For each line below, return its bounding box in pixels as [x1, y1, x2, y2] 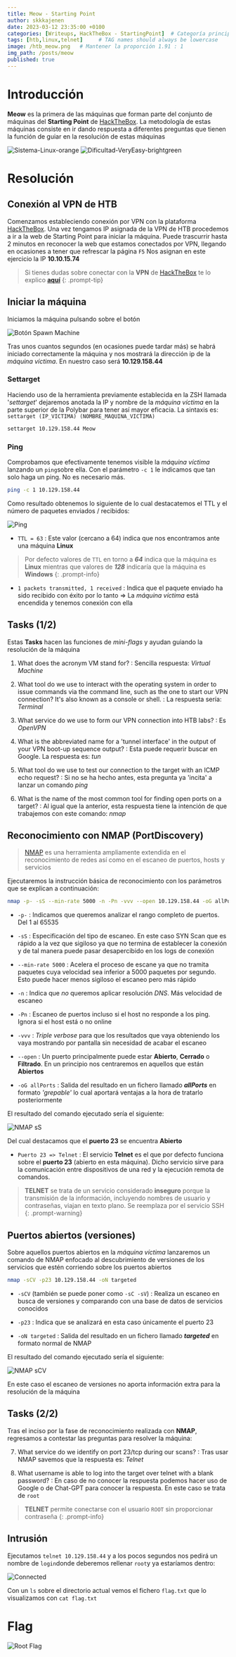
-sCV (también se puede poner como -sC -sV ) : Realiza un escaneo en [17, 1290, 220, 1298]
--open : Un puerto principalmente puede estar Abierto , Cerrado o [17, 1052, 210, 1061]
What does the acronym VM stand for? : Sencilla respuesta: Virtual [17, 659, 211, 667]
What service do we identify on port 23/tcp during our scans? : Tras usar [17, 1447, 228, 1456]
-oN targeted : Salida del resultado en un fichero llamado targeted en [17, 1332, 219, 1340]
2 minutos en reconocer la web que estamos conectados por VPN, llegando [7, 239, 227, 248]
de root [17, 1491, 40, 1499]
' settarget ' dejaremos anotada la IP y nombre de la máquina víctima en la [7, 398, 220, 406]
